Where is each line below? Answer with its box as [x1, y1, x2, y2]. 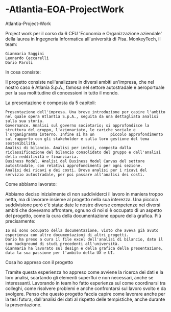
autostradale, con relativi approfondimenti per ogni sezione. [5, 163, 143, 168]
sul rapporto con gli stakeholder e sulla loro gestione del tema [5, 136, 150, 141]
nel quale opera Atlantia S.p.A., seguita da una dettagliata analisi [5, 114, 159, 119]
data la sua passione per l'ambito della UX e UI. [5, 250, 115, 255]
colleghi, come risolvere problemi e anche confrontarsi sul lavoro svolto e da [5, 285, 166, 292]
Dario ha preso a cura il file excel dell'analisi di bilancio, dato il [5, 236, 163, 242]
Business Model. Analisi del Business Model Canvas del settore [5, 158, 145, 164]
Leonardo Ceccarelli [5, 55, 50, 61]
